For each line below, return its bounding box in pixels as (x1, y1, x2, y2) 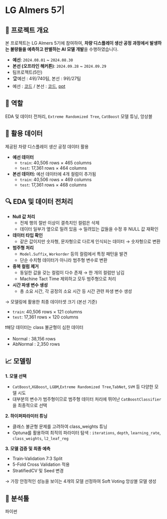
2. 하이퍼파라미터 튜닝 (5, 413, 48, 419)
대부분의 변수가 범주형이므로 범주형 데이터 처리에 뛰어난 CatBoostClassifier (12, 396, 162, 402)
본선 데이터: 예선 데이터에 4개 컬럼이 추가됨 (12, 171, 96, 177)
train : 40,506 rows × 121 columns (12, 309, 83, 315)
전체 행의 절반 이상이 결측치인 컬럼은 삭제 (19, 220, 100, 226)
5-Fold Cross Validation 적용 (12, 461, 70, 468)
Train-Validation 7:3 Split (12, 456, 63, 462)
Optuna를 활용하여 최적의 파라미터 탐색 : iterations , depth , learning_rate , (12, 430, 161, 436)
